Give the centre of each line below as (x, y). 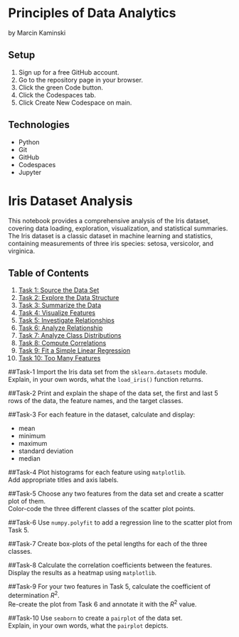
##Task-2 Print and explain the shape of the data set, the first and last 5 (113, 393)
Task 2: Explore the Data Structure (69, 298)
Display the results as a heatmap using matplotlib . (83, 573)
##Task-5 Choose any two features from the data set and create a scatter (116, 494)
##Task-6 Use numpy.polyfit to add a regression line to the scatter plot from (120, 523)
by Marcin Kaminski (37, 33)
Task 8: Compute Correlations (62, 343)
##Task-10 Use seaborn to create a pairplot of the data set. (95, 618)
